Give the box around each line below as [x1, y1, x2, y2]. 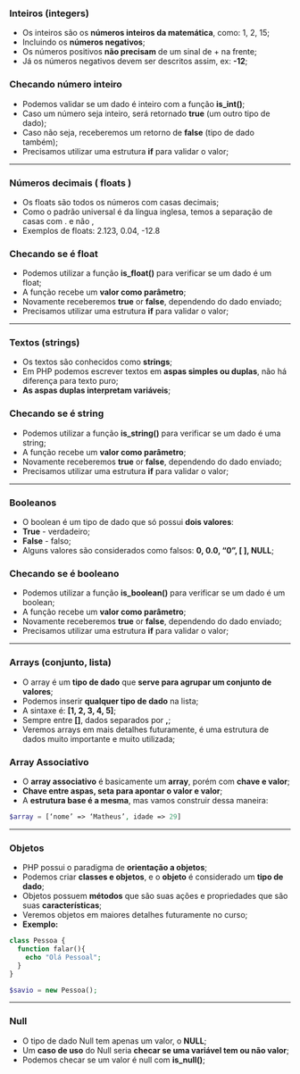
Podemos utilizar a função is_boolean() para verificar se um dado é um [21, 587, 286, 598]
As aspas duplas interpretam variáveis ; [21, 385, 171, 395]
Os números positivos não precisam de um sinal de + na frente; [21, 46, 257, 57]
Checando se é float [9, 247, 98, 260]
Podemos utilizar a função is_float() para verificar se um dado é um [21, 268, 272, 279]
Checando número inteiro [9, 79, 122, 91]
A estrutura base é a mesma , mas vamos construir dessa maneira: [21, 795, 269, 805]
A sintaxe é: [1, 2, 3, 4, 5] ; [21, 704, 116, 716]
